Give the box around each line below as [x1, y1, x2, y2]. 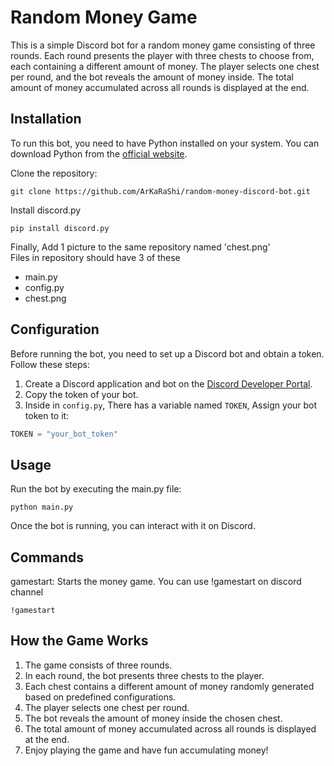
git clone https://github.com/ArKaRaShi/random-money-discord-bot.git [10, 186, 311, 196]
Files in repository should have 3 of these [10, 251, 181, 263]
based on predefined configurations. [24, 691, 177, 703]
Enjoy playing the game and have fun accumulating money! [24, 744, 269, 756]
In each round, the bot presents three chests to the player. [24, 669, 265, 681]
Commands [10, 549, 85, 566]
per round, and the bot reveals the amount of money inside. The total [10, 71, 294, 83]
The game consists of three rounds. [24, 659, 173, 671]
